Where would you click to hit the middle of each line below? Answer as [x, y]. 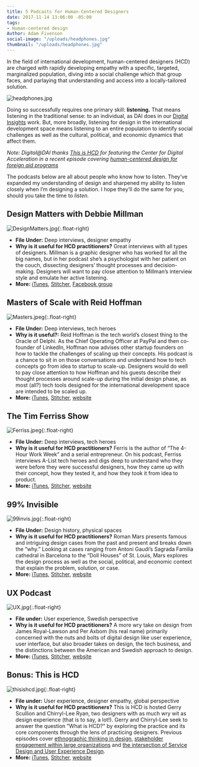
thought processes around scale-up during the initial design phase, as [101, 378]
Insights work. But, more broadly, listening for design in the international [94, 122]
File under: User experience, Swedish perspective [77, 618]
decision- [166, 265]
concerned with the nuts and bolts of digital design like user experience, [103, 637]
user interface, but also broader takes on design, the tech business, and [103, 644]
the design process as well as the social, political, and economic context [103, 562]
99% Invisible [33, 504]
